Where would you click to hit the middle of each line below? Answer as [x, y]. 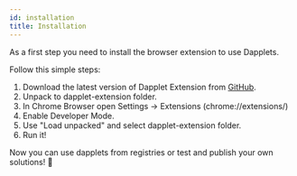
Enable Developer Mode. [68, 116]
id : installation [42, 18]
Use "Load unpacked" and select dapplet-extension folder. [132, 125]
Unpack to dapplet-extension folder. [90, 97]
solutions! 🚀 [31, 162]
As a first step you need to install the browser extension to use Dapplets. [144, 51]
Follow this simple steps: [55, 69]
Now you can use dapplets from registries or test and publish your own [141, 152]
